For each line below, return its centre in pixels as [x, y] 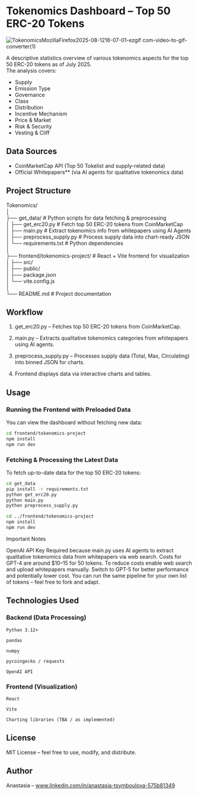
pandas [14, 640]
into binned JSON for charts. [49, 362]
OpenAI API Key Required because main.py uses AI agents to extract [90, 550]
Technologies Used [42, 601]
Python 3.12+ [22, 630]
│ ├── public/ [23, 268]
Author [19, 771]
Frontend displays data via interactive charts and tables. [83, 374]
